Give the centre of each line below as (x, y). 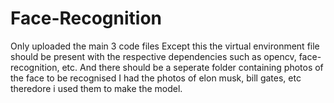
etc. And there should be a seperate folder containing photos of (192, 67)
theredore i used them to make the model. (96, 88)
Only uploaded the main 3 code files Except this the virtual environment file (165, 46)
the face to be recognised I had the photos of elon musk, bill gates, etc (156, 78)
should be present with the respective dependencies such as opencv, (153, 56)
